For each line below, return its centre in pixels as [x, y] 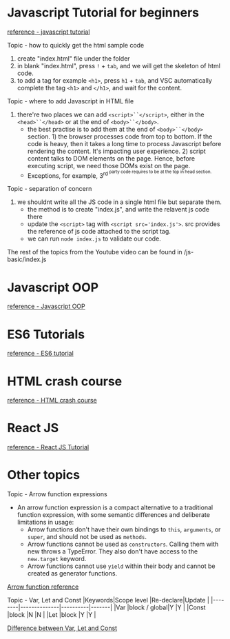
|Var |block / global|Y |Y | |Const [159, 607]
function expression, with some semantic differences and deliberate [113, 515]
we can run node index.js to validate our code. [94, 239]
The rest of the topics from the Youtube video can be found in [95, 252]
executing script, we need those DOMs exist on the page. [109, 165]
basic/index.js [27, 259]
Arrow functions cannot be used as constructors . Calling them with [123, 544]
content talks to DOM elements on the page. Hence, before [111, 158]
